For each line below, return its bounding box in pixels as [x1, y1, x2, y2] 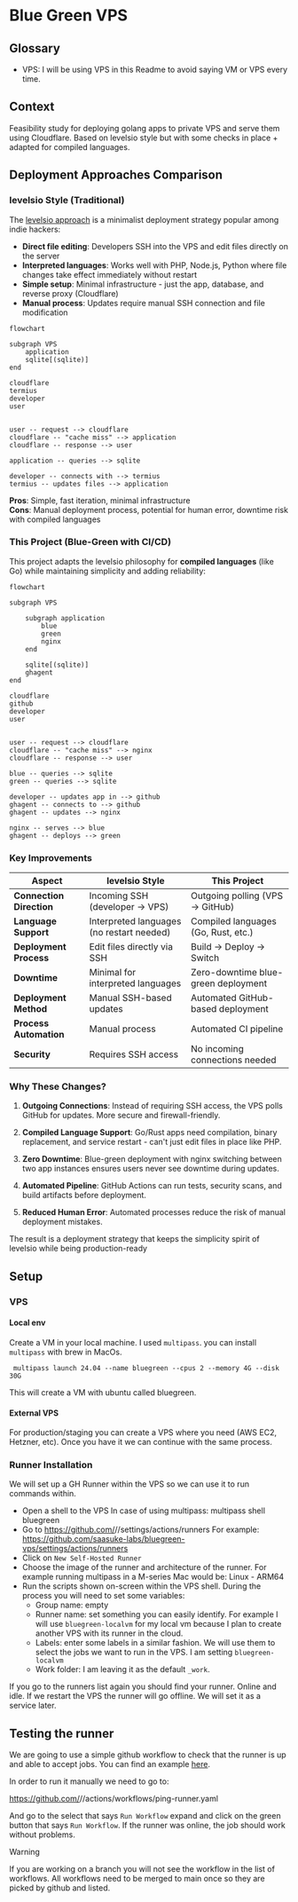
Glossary [9, 41, 60, 56]
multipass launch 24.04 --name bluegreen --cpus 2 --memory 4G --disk [12, 1363, 279, 1372]
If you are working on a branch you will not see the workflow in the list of [9, 1864, 275, 1874]
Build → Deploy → [190, 941, 266, 953]
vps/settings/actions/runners [21, 1543, 129, 1554]
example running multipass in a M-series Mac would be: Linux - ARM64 [21, 1572, 285, 1582]
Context [9, 99, 55, 114]
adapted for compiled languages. [9, 141, 130, 152]
